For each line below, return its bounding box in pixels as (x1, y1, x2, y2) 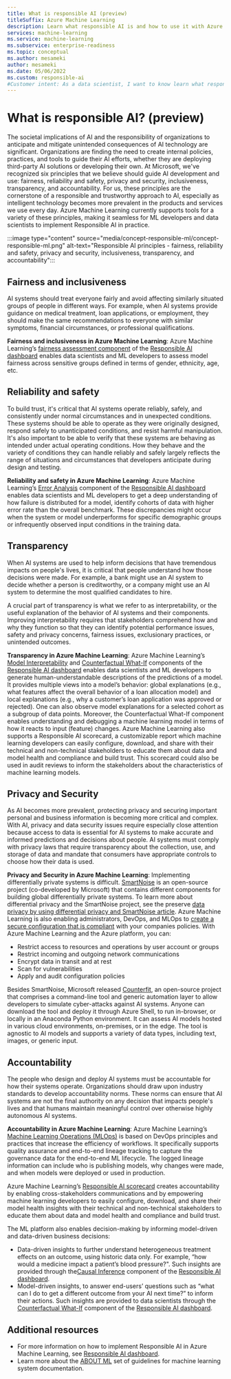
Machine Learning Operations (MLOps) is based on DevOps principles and (7, 1132, 218, 1141)
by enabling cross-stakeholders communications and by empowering (7, 1190, 203, 1198)
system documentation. (16, 1365, 85, 1373)
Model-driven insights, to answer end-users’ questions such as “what (16, 1282, 215, 1290)
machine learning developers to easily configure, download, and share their (7, 1196, 221, 1205)
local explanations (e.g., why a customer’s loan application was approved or (7, 695, 222, 703)
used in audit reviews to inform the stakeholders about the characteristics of (7, 760, 223, 769)
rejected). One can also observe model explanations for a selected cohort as (7, 702, 224, 710)
